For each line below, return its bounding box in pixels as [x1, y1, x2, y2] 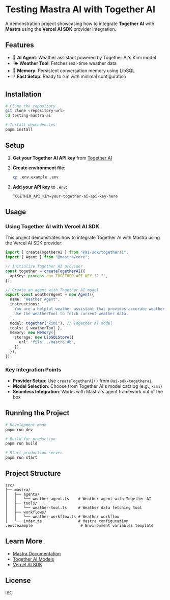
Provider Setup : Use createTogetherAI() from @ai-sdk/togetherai [12, 377, 152, 384]
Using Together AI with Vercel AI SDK [5, 223, 100, 230]
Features [5, 41, 34, 50]
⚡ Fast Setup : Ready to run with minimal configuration [12, 73, 126, 79]
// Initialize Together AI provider [5, 264, 83, 269]
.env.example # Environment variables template [5, 523, 154, 528]
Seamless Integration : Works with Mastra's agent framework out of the [12, 388, 163, 394]
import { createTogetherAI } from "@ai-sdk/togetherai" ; [5, 250, 129, 255]
